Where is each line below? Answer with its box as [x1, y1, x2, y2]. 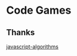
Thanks [6, 27, 35, 38]
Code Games [6, 4, 72, 17]
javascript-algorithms [6, 43, 58, 50]
